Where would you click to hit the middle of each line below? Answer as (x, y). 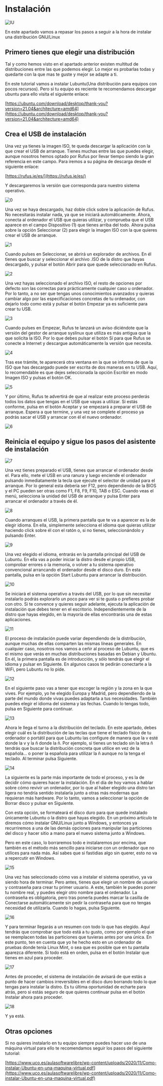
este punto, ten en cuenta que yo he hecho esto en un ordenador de (73, 942)
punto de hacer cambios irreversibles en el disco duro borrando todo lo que (81, 982)
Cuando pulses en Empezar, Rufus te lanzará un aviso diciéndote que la (77, 328)
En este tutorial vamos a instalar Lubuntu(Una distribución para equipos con (81, 84)
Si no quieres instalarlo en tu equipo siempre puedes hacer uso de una (76, 1043)
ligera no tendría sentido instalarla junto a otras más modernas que (72, 793)
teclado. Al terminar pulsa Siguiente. (41, 759)
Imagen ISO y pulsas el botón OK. (39, 377)
